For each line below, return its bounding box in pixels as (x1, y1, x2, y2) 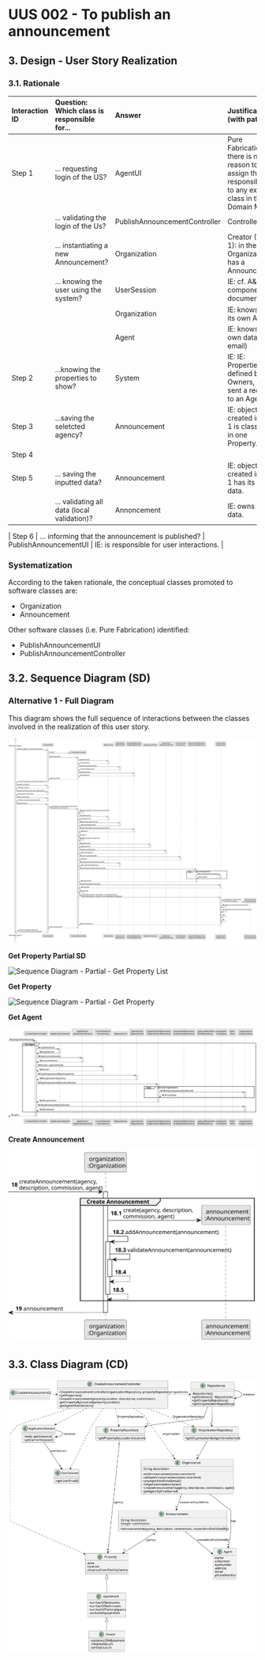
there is (227, 151, 252, 161)
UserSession (114, 285, 157, 294)
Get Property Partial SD (8, 952, 87, 961)
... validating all (54, 497, 104, 507)
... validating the (54, 212, 106, 222)
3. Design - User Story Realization (8, 54, 177, 67)
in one (227, 430, 248, 440)
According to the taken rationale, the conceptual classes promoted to (8, 577, 233, 587)
